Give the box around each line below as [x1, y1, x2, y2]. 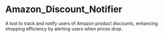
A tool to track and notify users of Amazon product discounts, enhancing [5, 20, 158, 26]
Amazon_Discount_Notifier [5, 4, 122, 15]
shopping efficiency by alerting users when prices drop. [5, 25, 123, 31]
